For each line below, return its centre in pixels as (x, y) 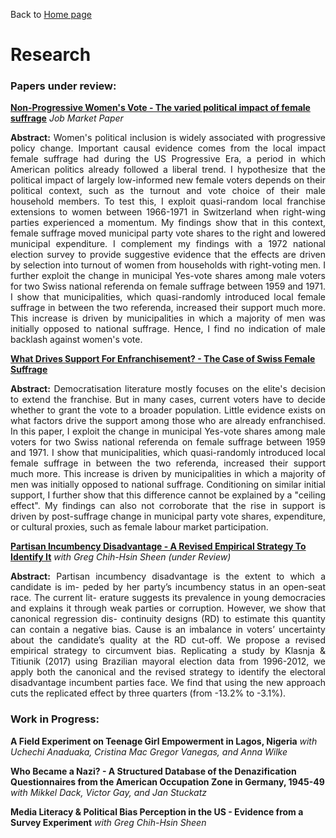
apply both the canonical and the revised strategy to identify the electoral (168, 672)
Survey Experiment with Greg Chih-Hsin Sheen (108, 822)
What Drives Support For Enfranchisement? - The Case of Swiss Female (163, 359)
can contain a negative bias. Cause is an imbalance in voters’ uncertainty (168, 630)
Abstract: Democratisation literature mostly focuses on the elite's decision (168, 389)
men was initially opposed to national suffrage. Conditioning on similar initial (168, 485)
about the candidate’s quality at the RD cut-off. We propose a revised (168, 640)
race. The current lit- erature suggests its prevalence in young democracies (168, 598)
